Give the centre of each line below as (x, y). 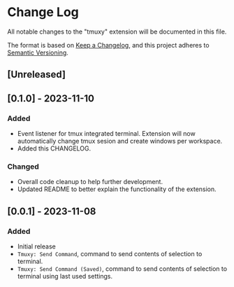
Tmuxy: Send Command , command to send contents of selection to (110, 254)
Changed (23, 167)
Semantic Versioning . (38, 52)
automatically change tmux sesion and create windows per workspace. (120, 141)
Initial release (36, 246)
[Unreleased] (37, 75)
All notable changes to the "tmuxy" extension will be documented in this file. (117, 31)
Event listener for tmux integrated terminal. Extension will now (106, 134)
